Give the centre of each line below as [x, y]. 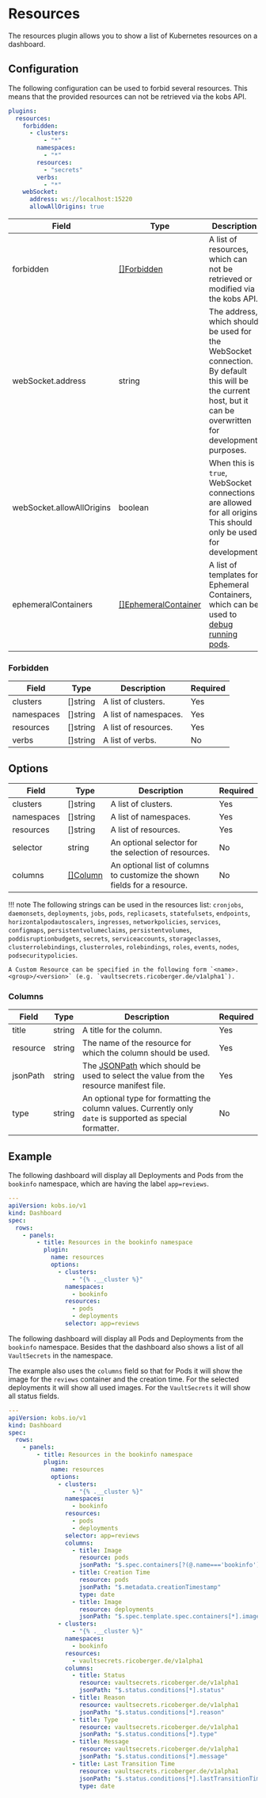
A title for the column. [122, 1030]
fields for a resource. [149, 885]
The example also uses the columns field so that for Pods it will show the [125, 1370]
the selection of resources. [160, 853]
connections [232, 493]
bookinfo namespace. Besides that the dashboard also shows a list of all [126, 1347]
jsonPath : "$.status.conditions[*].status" [152, 1690]
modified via [232, 289]
